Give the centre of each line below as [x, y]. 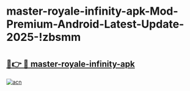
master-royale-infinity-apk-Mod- [92, 11]
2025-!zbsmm [44, 37]
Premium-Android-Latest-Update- [95, 24]
